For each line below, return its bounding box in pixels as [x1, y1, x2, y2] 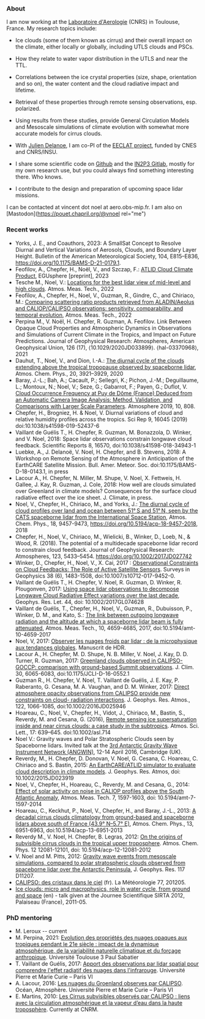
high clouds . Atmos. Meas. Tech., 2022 [15, 285, 114, 292]
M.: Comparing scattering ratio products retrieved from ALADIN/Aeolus [15, 298, 195, 305]
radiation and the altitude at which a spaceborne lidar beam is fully [15, 618, 184, 625]
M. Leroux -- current [15, 927, 67, 934]
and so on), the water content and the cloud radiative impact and [15, 80, 179, 87]
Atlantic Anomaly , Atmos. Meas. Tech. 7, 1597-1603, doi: [15, 794, 157, 801]
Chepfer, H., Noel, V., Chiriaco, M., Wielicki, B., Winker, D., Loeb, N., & [15, 533, 191, 540]
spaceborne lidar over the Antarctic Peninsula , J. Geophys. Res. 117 [15, 866, 185, 873]
